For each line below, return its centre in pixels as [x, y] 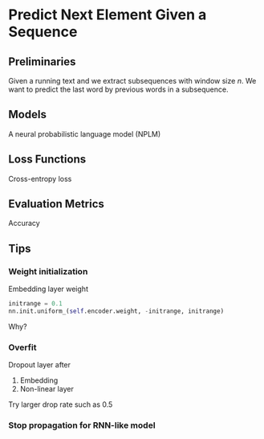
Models [27, 115]
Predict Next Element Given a [108, 15]
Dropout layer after [39, 365]
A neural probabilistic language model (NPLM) [85, 133]
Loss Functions [47, 160]
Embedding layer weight [48, 289]
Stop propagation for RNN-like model [82, 425]
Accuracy [24, 224]
